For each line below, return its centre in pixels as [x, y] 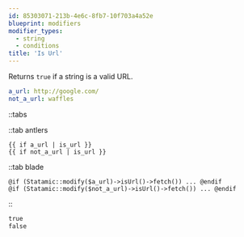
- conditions [38, 46]
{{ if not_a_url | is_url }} [57, 152]
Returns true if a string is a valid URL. [71, 76]
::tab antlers [28, 129]
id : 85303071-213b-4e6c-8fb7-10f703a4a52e [81, 16]
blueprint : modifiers [45, 23]
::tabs [18, 114]
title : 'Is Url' [36, 53]
